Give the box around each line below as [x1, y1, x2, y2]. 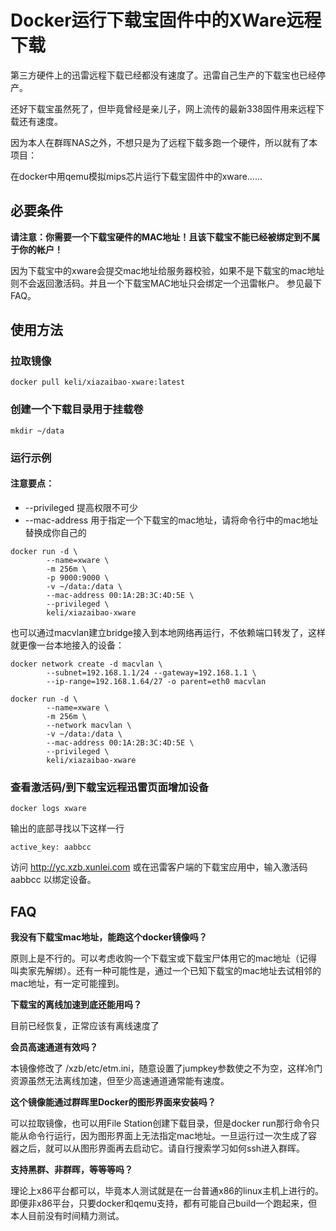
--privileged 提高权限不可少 [24, 501, 139, 513]
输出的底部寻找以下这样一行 [10, 822, 125, 835]
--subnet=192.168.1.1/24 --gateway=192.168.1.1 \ [46, 667, 257, 678]
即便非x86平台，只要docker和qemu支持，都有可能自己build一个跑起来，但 [10, 1197, 318, 1209]
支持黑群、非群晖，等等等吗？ [10, 1163, 133, 1175]
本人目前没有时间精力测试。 [10, 1209, 125, 1221]
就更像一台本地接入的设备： [10, 639, 125, 651]
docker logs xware [10, 804, 87, 814]
